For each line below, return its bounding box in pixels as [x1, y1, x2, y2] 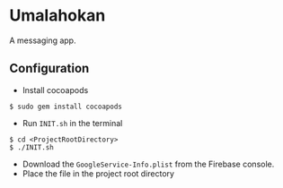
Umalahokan [9, 5, 106, 26]
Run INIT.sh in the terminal [22, 117, 123, 128]
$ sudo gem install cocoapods [9, 102, 123, 111]
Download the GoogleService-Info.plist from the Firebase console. [22, 158, 275, 169]
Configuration [9, 61, 90, 76]
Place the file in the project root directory [22, 167, 175, 179]
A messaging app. [9, 35, 76, 46]
